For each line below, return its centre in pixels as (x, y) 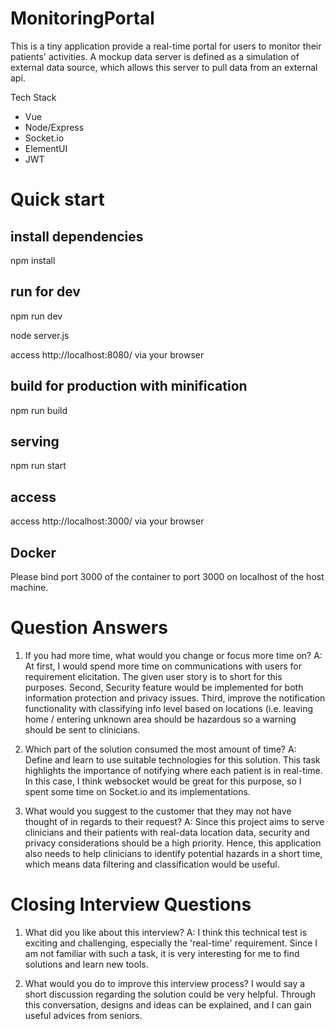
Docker (33, 552)
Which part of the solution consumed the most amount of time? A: (160, 749)
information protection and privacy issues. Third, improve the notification (175, 698)
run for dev (45, 292)
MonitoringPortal (82, 18)
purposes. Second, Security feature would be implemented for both (164, 687)
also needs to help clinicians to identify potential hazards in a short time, (173, 853)
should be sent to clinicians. (82, 729)
